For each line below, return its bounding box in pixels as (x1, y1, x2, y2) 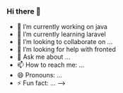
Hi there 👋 (6, 6, 42, 16)
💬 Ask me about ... (16, 53, 71, 61)
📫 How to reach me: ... (16, 60, 85, 70)
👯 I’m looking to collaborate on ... (16, 38, 113, 46)
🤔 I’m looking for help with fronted (16, 45, 116, 54)
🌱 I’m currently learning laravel (16, 30, 107, 38)
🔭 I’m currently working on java (16, 23, 107, 31)
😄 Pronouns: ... (16, 71, 63, 80)
